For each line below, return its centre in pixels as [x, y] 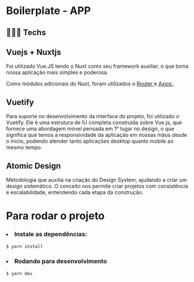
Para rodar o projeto [55, 216]
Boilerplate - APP [48, 11]
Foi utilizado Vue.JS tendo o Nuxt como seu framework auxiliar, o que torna [97, 66]
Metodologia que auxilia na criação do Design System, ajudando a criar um [97, 180]
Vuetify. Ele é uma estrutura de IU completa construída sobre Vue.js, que [94, 123]
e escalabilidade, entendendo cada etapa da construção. [75, 192]
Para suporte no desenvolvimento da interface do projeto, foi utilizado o [93, 116]
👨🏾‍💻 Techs [26, 32]
